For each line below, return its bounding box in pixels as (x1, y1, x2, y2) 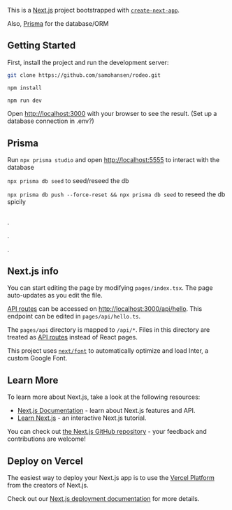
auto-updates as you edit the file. (7, 291, 103, 300)
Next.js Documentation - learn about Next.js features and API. (17, 407, 196, 415)
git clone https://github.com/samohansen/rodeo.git (7, 71, 161, 79)
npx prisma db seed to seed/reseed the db (7, 177, 129, 185)
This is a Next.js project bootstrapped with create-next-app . (7, 6, 180, 14)
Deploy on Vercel (7, 455, 84, 467)
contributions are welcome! (7, 435, 86, 443)
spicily (7, 198, 27, 206)
